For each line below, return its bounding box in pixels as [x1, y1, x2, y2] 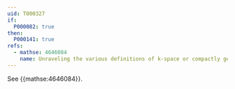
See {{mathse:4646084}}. [7, 74, 83, 83]
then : [7, 29, 23, 37]
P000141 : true [13, 36, 55, 43]
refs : [7, 42, 23, 49]
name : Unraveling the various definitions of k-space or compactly [20, 56, 220, 63]
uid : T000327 [7, 10, 45, 17]
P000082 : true [13, 23, 55, 30]
